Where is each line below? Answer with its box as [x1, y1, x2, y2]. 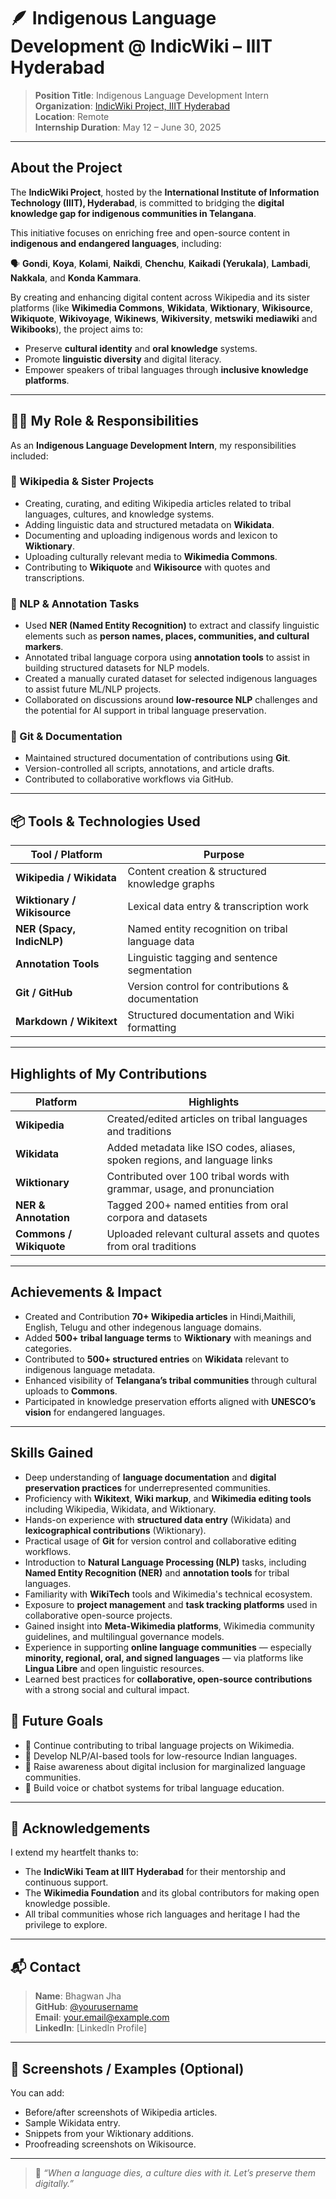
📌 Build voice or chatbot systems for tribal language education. [24, 1781, 285, 1794]
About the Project [10, 160, 123, 177]
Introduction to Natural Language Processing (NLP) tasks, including [24, 1556, 307, 1568]
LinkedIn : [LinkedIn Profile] [34, 2022, 148, 2034]
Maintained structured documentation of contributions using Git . [24, 752, 291, 764]
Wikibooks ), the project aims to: [10, 323, 144, 335]
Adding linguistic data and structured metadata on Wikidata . [24, 518, 275, 530]
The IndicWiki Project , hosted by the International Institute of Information [10, 186, 320, 198]
